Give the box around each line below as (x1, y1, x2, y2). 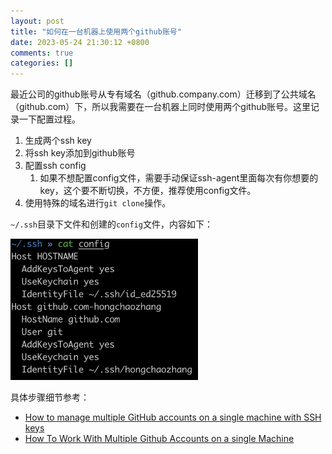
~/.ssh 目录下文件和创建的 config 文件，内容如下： (10, 218, 213, 230)
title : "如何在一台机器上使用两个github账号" (10, 26, 182, 37)
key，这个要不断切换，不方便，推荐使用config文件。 (39, 185, 257, 197)
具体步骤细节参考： (10, 391, 90, 403)
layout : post (10, 16, 65, 26)
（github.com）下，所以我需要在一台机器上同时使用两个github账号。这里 (10, 101, 312, 113)
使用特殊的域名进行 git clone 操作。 (24, 197, 172, 209)
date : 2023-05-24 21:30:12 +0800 (10, 37, 150, 47)
